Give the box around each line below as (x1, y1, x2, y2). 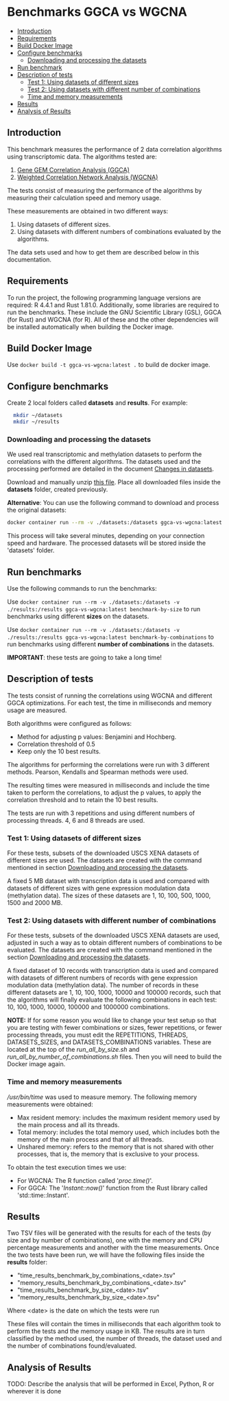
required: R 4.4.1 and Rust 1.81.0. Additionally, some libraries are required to (7, 301, 219, 309)
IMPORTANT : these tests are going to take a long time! (7, 653, 162, 661)
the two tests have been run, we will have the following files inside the (7, 1251, 205, 1259)
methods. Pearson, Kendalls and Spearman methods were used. (7, 768, 189, 776)
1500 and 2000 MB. (7, 899, 63, 907)
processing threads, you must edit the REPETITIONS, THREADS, (7, 1031, 189, 1039)
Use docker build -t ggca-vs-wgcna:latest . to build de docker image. (7, 361, 210, 369)
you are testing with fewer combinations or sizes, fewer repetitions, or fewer (7, 1024, 223, 1032)
